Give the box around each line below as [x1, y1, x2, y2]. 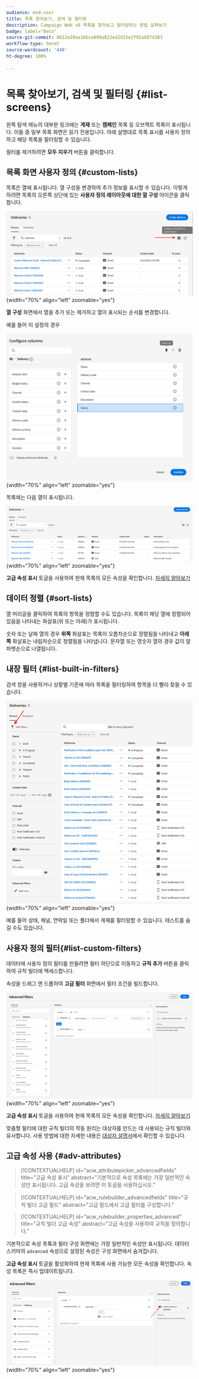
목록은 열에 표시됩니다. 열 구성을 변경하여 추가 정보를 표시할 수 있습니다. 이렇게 [6, 184, 188, 191]
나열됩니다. [31, 645, 57, 652]
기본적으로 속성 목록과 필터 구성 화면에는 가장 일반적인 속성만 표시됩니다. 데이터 [6, 1240, 190, 1248]
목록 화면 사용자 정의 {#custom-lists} [6, 167, 139, 177]
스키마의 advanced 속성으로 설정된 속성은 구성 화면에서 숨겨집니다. [6, 1248, 159, 1255]
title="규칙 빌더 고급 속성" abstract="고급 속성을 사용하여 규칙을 [20, 1220, 170, 1227]
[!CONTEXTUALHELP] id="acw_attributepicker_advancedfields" [20, 1167, 176, 1174]
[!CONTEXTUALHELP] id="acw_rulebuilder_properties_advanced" [20, 1213, 182, 1220]
